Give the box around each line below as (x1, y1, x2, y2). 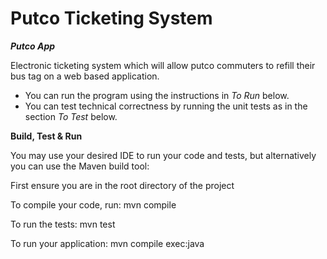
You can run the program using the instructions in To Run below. (24, 89, 290, 101)
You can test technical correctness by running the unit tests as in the (24, 100, 308, 112)
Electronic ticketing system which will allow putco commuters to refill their (10, 59, 316, 71)
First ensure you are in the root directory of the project (10, 179, 235, 191)
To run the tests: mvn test (10, 218, 116, 230)
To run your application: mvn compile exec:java (10, 237, 205, 249)
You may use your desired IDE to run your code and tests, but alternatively (10, 149, 317, 161)
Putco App (10, 40, 56, 52)
